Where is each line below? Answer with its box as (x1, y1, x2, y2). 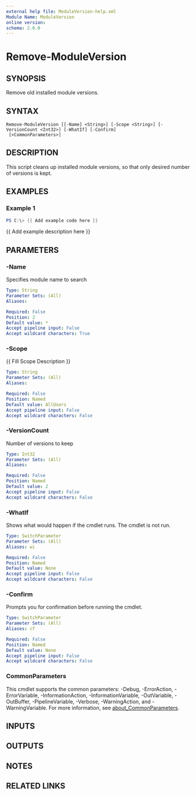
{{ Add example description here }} (6, 228, 91, 235)
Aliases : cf (6, 626, 35, 632)
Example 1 (6, 204, 36, 212)
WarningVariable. (6, 704, 48, 711)
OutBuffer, (6, 698, 31, 705)
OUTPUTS (6, 741, 44, 751)
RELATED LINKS (6, 781, 66, 791)
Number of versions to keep (6, 439, 74, 446)
